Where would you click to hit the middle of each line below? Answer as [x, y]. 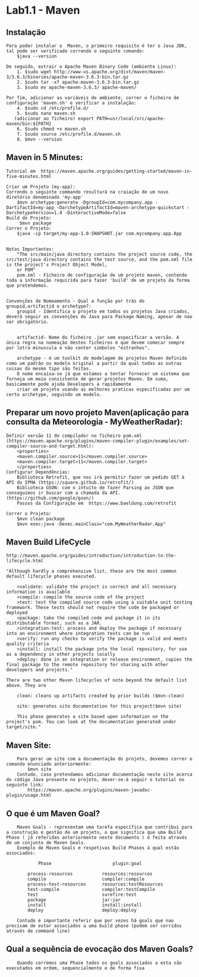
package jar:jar [74, 900]
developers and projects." [40, 670]
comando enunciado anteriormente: [49, 764]
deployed [17, 613]
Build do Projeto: [29, 218]
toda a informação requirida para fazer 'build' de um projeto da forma [98, 280]
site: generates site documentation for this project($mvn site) [99, 706]
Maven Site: [29, 745]
